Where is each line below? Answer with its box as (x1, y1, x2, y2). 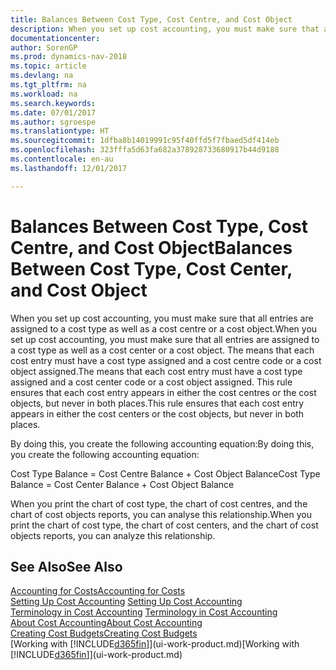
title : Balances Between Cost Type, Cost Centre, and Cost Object (10, 14, 293, 25)
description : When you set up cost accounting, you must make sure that (10, 24, 320, 34)
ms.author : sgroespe (10, 117, 97, 127)
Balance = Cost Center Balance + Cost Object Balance (10, 478, 235, 490)
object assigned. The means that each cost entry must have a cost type (10, 365, 303, 377)
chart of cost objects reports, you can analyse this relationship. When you (10, 508, 312, 520)
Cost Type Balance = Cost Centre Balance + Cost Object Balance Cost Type (10, 467, 321, 480)
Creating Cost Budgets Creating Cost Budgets (10, 627, 198, 640)
